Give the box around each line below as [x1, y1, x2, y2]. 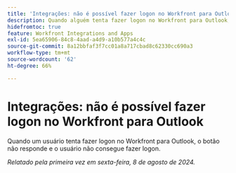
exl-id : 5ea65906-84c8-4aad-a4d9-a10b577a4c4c [7, 36, 146, 43]
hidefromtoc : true [7, 23, 61, 30]
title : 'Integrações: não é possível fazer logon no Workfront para [7, 10, 212, 18]
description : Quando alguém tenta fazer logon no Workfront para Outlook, [7, 17, 231, 24]
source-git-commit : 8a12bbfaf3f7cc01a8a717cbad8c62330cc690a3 [7, 43, 193, 50]
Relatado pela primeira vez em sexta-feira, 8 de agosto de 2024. [7, 158, 195, 166]
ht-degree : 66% [7, 62, 52, 69]
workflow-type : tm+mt [7, 50, 71, 57]
